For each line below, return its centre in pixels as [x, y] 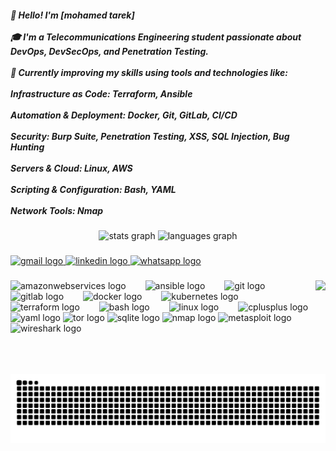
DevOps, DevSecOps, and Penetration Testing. [109, 51]
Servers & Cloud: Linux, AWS [71, 168]
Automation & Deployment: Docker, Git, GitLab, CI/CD [124, 115]
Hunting [27, 147]
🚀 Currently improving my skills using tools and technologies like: [149, 72]
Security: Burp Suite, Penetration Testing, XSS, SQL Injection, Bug [150, 136]
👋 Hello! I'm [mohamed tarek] [72, 15]
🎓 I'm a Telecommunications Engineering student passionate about [156, 37]
